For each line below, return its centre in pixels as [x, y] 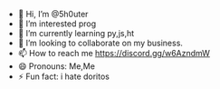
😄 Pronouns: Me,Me [56, 66]
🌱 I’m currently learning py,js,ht [76, 33]
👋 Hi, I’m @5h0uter [53, 14]
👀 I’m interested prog [57, 24]
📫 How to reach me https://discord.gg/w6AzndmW [114, 53]
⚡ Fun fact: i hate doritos [64, 76]
